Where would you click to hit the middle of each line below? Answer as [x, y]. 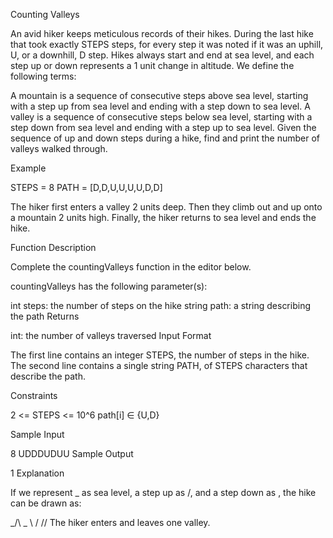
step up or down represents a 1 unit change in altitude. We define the [152, 65]
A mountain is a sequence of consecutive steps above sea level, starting [159, 95]
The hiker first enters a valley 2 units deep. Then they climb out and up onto [166, 207]
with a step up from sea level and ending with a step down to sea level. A [160, 106]
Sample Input [37, 434]
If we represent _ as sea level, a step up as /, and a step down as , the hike [163, 492]
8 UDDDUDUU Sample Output [72, 453]
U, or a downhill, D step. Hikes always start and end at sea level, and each [162, 55]
